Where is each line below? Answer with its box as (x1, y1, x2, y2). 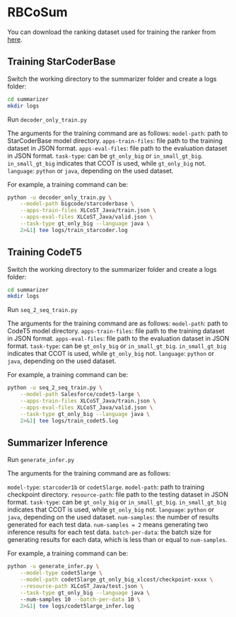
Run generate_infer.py (7, 456, 75, 464)
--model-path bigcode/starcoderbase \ (20, 200, 134, 207)
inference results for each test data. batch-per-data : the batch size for (7, 528, 212, 536)
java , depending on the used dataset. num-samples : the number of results (7, 513, 219, 521)
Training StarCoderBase (7, 56, 116, 68)
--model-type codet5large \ (20, 570, 102, 577)
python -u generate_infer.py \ (7, 563, 100, 570)
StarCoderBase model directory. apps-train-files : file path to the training (7, 136, 223, 145)
